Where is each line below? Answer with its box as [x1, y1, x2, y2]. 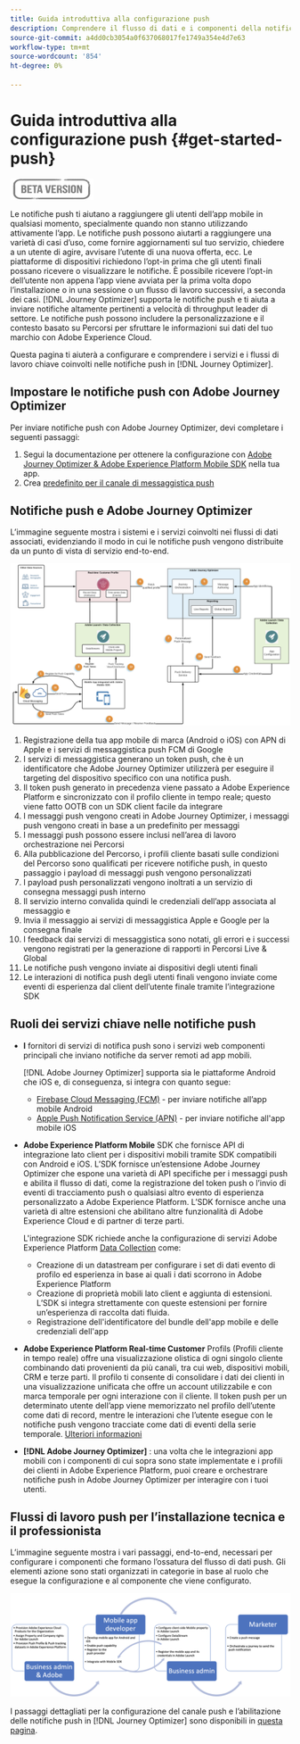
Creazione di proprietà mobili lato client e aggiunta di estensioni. [36, 1288, 272, 1299]
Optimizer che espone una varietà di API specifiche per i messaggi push [22, 1167, 288, 1178]
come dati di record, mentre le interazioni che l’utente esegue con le [22, 1409, 273, 1420]
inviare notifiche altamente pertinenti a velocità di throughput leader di [10, 303, 268, 314]
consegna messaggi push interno [22, 886, 146, 897]
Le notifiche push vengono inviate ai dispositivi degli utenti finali [22, 962, 258, 973]
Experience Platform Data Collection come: [22, 1242, 182, 1253]
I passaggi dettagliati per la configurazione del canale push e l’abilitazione [10, 1706, 281, 1716]
